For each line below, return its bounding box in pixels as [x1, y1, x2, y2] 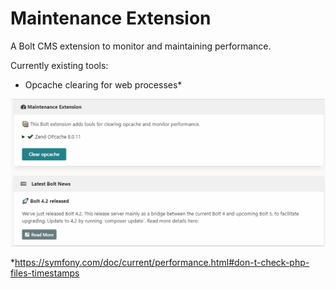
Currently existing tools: [10, 59, 109, 71]
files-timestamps [10, 267, 80, 279]
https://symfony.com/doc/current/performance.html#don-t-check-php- [14, 256, 310, 268]
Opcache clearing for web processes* [24, 78, 183, 91]
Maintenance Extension [10, 7, 212, 30]
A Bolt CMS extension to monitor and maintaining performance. [10, 40, 272, 52]
